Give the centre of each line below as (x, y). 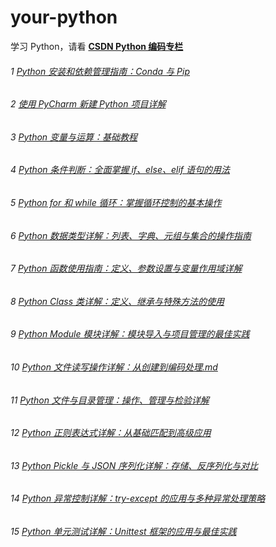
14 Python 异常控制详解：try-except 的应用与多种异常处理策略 (138, 498)
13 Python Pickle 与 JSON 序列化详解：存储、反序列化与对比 (134, 465)
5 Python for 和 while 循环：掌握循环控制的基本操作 (116, 202)
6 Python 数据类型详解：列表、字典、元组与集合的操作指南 (131, 235)
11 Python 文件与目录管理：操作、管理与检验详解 (110, 400)
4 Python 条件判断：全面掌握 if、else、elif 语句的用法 (120, 170)
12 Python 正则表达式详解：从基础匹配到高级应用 (111, 433)
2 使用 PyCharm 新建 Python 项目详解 (88, 104)
